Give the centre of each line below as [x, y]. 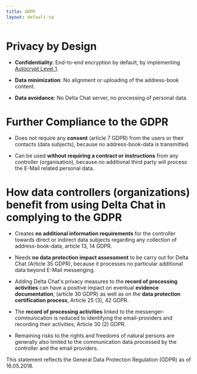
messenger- [150, 312]
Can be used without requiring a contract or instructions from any [96, 156]
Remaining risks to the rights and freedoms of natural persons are [95, 336]
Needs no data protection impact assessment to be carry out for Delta [101, 258]
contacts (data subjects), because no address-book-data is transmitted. [102, 145]
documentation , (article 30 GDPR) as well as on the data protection [98, 294]
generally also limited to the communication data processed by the [96, 342]
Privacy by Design [52, 46]
